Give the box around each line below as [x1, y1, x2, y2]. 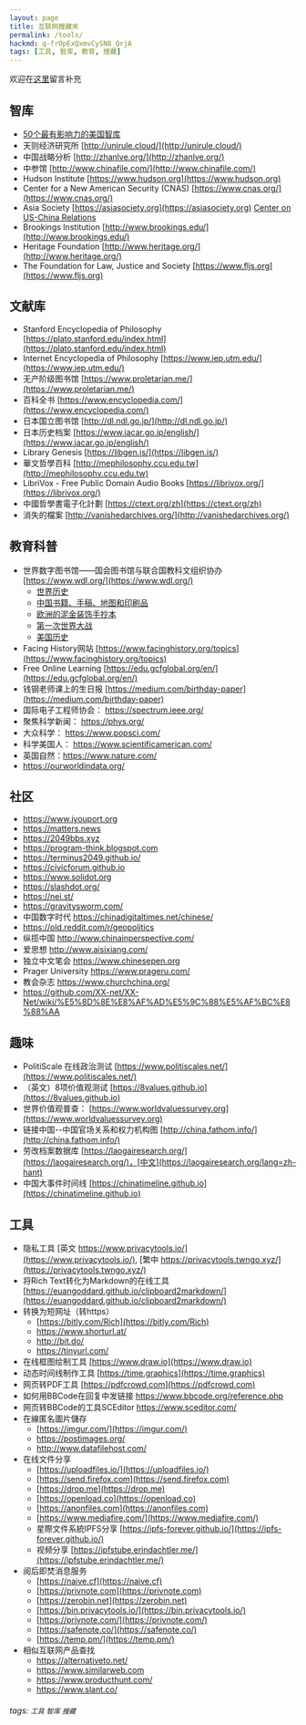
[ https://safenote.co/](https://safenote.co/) [36, 1625, 198, 1635]
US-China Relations [22, 212, 97, 223]
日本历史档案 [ [22, 426, 76, 438]
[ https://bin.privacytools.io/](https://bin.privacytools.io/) [36, 1605, 247, 1616]
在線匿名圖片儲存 [22, 1413, 87, 1424]
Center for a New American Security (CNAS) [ [22, 182, 195, 193]
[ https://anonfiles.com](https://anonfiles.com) [36, 1502, 209, 1513]
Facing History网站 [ [22, 642, 99, 653]
